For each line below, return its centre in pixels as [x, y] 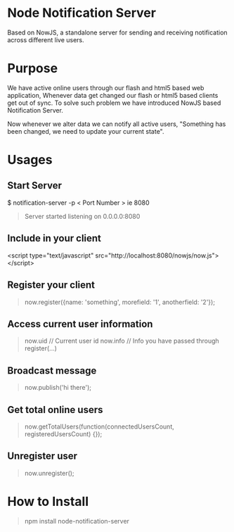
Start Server [34, 185]
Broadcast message [52, 370]
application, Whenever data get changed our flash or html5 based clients [113, 95]
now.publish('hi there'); [58, 388]
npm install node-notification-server [77, 521]
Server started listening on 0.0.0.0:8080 [82, 216]
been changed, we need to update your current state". [86, 131]
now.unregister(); [50, 473]
